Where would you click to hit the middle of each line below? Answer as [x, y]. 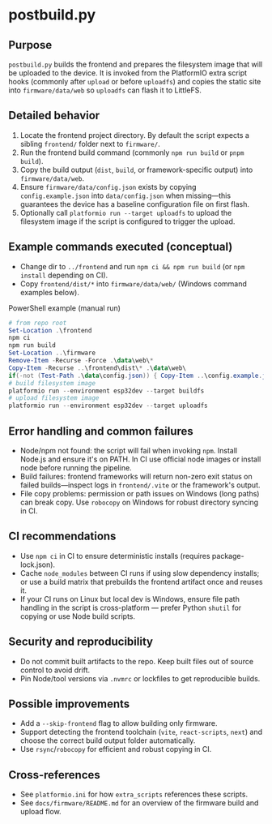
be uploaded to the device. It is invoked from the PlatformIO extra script [128, 73]
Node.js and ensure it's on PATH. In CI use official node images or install [140, 459]
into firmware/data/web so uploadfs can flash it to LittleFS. [105, 90]
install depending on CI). [64, 275]
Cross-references [55, 775]
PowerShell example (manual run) [65, 308]
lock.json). [37, 564]
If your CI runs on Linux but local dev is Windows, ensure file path [130, 599]
